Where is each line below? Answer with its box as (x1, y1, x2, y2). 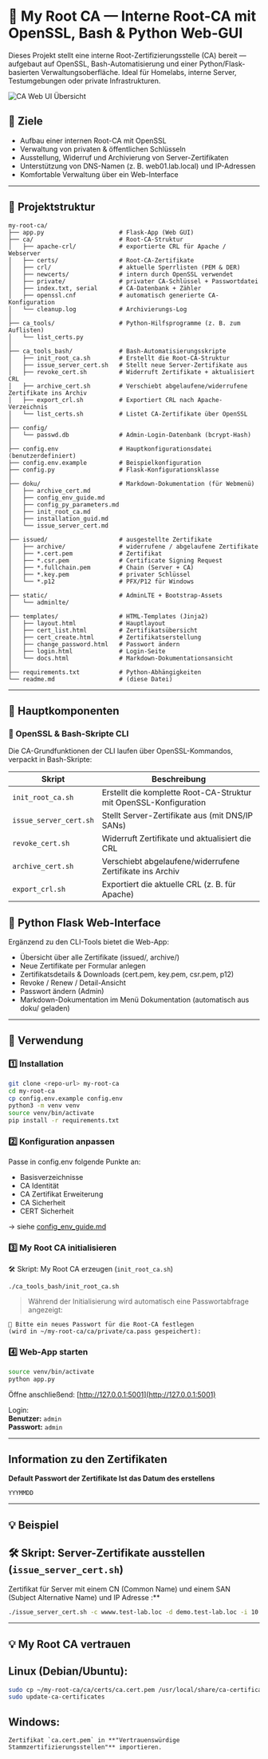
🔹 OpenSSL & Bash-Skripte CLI (8, 728, 129, 739)
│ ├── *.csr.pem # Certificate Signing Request (8, 556, 223, 565)
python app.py (8, 1375, 56, 1383)
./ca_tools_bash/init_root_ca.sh (8, 1282, 120, 1291)
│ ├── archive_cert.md (8, 487, 91, 495)
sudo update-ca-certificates (8, 1693, 105, 1702)
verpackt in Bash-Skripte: (8, 755, 93, 764)
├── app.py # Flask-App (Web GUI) (8, 228, 195, 236)
